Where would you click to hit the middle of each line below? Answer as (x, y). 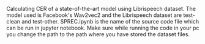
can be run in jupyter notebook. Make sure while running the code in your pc (103, 28)
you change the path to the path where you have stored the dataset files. (98, 34)
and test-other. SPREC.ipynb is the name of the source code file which (110, 21)
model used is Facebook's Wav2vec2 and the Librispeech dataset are (94, 15)
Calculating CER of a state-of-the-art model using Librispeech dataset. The (101, 9)
